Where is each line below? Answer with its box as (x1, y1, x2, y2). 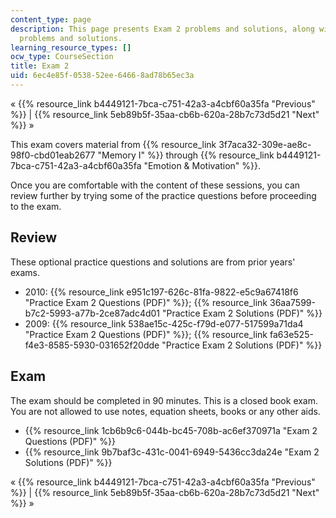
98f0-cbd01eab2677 (10, 149, 96, 161)
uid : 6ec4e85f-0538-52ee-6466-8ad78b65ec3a (10, 71, 195, 81)
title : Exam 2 (10, 61, 70, 71)
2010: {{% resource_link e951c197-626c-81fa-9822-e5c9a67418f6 (24, 286, 299, 298)
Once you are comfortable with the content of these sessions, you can (10, 179, 301, 191)
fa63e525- (269, 328, 314, 340)
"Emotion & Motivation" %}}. (143, 159, 262, 171)
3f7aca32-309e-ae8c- (218, 138, 312, 150)
